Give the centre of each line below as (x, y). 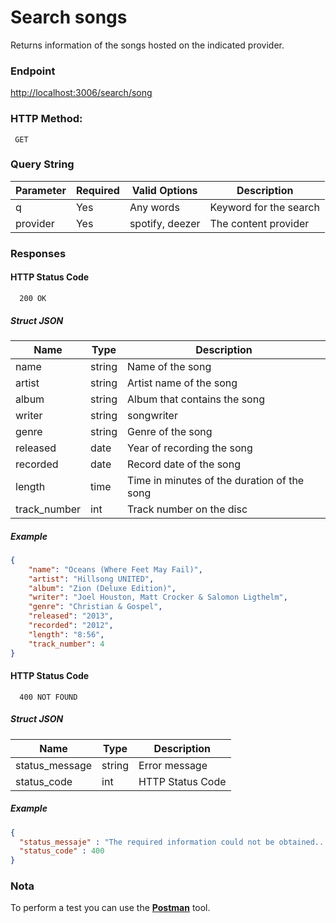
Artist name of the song (182, 383)
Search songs (69, 17)
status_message (54, 765)
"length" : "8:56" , (66, 634)
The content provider (259, 223)
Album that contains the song (196, 399)
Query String (42, 164)
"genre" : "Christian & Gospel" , (95, 607)
